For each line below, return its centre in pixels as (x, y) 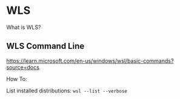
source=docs (23, 67)
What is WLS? (24, 27)
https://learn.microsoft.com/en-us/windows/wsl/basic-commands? (90, 60)
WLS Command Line (45, 46)
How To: (17, 78)
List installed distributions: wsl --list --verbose (67, 91)
